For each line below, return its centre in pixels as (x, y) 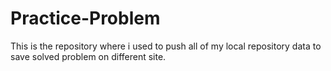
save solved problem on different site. (88, 56)
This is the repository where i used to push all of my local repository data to (166, 46)
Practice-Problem (85, 18)
